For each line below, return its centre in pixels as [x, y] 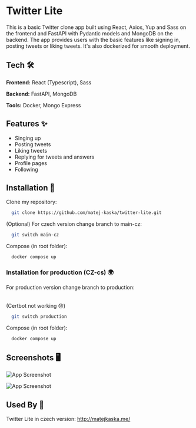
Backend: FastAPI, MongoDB [41, 94]
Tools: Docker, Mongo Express [44, 105]
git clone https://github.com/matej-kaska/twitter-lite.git [87, 213]
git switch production [39, 317]
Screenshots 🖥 [33, 358]
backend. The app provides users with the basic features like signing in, [93, 39]
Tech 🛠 [20, 65]
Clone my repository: [31, 202]
